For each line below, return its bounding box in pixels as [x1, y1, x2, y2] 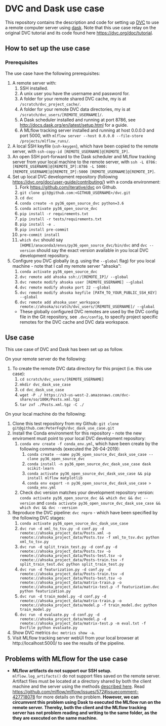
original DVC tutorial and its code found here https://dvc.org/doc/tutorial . [5, 30, 153, 36]
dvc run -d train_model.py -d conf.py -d [19, 594, 106, 599]
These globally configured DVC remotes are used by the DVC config [19, 308, 159, 314]
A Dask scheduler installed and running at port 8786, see [19, 117, 136, 123]
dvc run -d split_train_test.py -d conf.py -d [19, 545, 118, 550]
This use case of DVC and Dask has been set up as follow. [5, 346, 124, 352]
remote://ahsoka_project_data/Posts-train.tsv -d [19, 572, 124, 577]
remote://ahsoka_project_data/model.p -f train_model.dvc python [19, 603, 157, 608]
